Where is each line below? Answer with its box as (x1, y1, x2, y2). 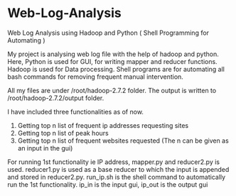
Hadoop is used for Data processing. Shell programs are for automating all (7, 65, 225, 73)
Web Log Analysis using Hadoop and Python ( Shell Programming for (7, 28, 210, 37)
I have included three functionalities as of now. (7, 107, 144, 116)
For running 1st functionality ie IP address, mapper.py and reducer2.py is (7, 158, 220, 166)
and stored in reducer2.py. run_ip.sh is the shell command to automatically (7, 173, 226, 181)
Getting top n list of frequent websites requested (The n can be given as (17, 136, 229, 145)
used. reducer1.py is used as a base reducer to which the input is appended (7, 165, 230, 173)
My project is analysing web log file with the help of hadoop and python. (7, 50, 219, 58)
